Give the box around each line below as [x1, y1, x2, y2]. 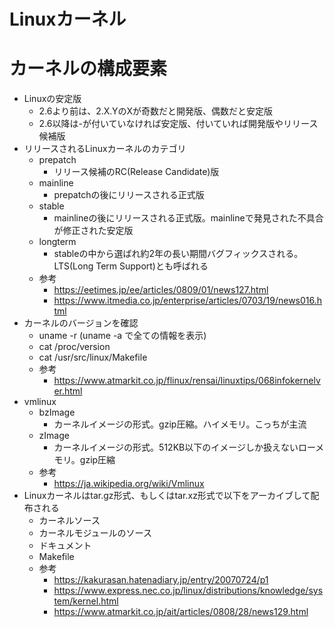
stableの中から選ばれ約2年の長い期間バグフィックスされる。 [53, 248, 304, 260]
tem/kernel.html [53, 595, 119, 607]
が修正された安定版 [53, 225, 134, 237]
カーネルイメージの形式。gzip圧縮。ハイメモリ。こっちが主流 [53, 418, 307, 430]
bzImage [38, 406, 76, 419]
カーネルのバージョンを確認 [23, 317, 139, 329]
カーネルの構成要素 [9, 58, 168, 80]
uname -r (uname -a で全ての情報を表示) [38, 330, 207, 342]
